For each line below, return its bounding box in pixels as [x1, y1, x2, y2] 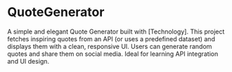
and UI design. [7, 57, 50, 65]
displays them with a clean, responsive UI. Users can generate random [7, 42, 212, 50]
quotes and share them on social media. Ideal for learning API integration [7, 50, 219, 58]
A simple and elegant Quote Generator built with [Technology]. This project [7, 27, 225, 36]
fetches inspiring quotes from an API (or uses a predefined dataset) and [7, 34, 216, 43]
